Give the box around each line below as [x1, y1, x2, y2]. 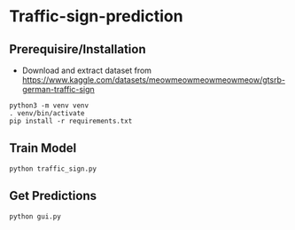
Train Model [9, 140, 77, 156]
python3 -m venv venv [9, 101, 89, 110]
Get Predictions [9, 188, 97, 203]
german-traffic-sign [21, 84, 95, 94]
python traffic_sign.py [9, 164, 97, 173]
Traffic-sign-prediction [9, 6, 183, 27]
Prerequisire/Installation [9, 42, 146, 57]
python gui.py [9, 211, 62, 221]
